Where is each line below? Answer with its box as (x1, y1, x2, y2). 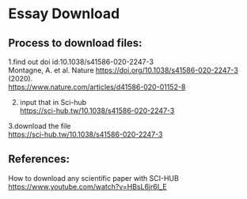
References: (8, 152, 70, 166)
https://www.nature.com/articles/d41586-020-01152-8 (8, 82, 186, 92)
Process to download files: (8, 36, 142, 50)
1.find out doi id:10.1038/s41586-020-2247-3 (8, 57, 154, 66)
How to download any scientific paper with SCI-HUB (8, 173, 180, 182)
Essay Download (8, 5, 120, 23)
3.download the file (8, 122, 71, 130)
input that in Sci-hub (19, 98, 87, 107)
